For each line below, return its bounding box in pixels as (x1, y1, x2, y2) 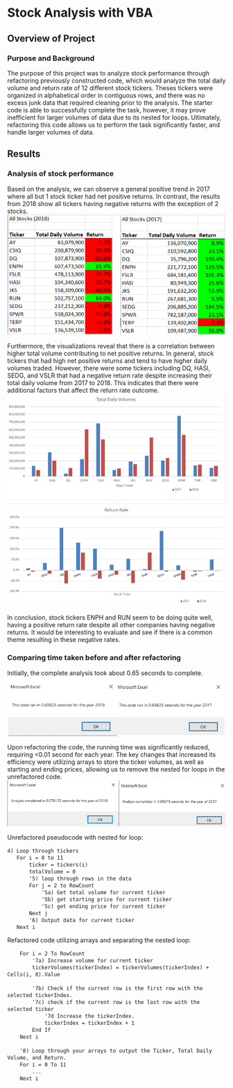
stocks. (7, 207, 28, 215)
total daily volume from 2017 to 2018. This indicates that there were (7, 379, 199, 387)
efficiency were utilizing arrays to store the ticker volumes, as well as (7, 758, 205, 766)
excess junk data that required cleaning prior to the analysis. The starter (7, 99, 213, 107)
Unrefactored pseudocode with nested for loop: (7, 833, 144, 842)
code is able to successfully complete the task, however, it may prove (7, 105, 206, 114)
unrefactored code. (7, 772, 62, 781)
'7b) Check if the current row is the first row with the (32, 985, 203, 992)
